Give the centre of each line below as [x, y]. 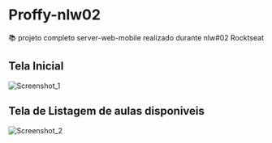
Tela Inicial [36, 66]
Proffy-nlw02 [55, 15]
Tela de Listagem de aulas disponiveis [107, 111]
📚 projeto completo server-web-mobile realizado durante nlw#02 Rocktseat [136, 37]
